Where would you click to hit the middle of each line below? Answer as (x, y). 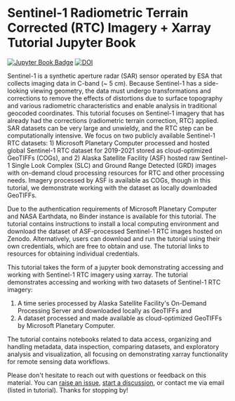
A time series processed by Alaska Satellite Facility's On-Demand (112, 303)
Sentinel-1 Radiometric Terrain (98, 13)
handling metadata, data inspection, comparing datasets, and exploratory (113, 346)
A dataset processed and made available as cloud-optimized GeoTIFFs (120, 318)
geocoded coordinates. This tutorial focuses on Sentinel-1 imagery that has (116, 113)
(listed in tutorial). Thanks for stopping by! (68, 390)
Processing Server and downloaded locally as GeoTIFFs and (104, 310)
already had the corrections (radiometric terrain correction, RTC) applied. (113, 120)
